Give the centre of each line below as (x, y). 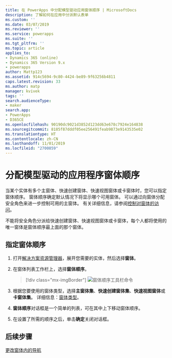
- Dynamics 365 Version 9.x (35, 63)
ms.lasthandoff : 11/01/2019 (35, 144)
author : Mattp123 (24, 72)
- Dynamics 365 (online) (32, 58)
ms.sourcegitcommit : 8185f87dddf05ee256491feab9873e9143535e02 (74, 129)
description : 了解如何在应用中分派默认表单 (47, 15)
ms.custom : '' (20, 19)
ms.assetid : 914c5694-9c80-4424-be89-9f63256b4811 (60, 77)
